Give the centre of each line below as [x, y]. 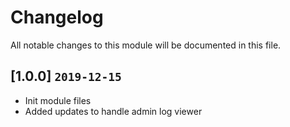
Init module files [58, 100]
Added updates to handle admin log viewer [113, 111]
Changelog [57, 17]
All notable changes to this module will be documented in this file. [146, 45]
